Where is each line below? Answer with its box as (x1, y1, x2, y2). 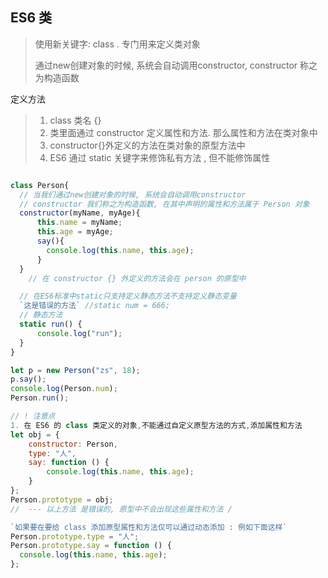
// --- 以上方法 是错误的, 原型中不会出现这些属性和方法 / (10, 504, 233, 514)
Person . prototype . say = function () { (10, 541, 172, 551)
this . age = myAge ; (36, 227, 114, 237)
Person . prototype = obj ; (10, 494, 114, 505)
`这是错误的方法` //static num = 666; (19, 301, 171, 311)
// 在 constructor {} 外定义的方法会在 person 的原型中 (28, 273, 247, 283)
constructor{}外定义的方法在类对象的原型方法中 (49, 139, 246, 151)
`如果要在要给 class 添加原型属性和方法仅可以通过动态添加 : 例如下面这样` (10, 522, 288, 532)
